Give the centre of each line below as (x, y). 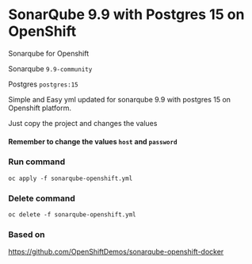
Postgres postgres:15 (43, 84)
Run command (37, 162)
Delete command (42, 198)
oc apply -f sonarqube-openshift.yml (71, 178)
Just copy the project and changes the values (83, 123)
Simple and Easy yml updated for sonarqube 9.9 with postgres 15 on (120, 99)
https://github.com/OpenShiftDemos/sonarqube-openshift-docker (116, 252)
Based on (27, 235)
